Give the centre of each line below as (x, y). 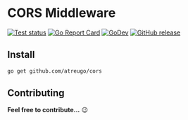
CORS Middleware (62, 13)
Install (21, 55)
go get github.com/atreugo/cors (55, 71)
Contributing (36, 93)
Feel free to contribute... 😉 (48, 110)
